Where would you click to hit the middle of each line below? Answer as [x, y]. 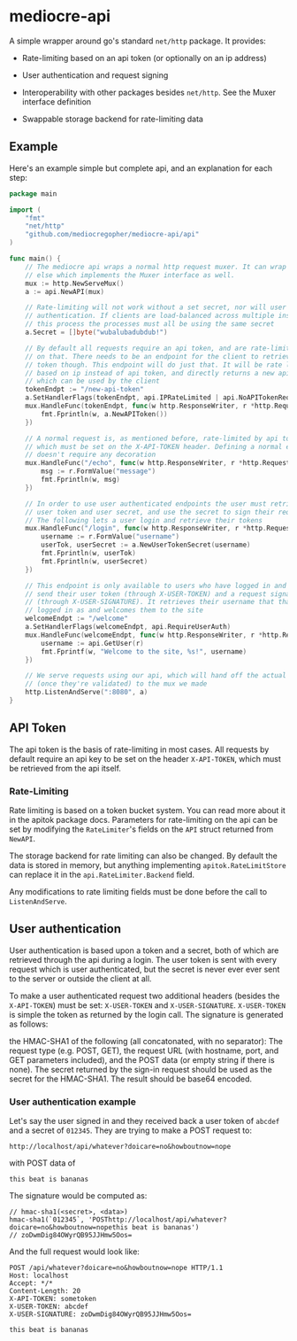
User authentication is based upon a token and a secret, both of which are [144, 950]
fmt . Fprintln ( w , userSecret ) [95, 561]
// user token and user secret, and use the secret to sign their [150, 512]
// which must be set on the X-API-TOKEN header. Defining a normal [154, 446]
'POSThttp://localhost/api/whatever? [157, 1220]
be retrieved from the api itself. [65, 768]
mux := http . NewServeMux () [75, 283]
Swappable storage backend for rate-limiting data [112, 119]
